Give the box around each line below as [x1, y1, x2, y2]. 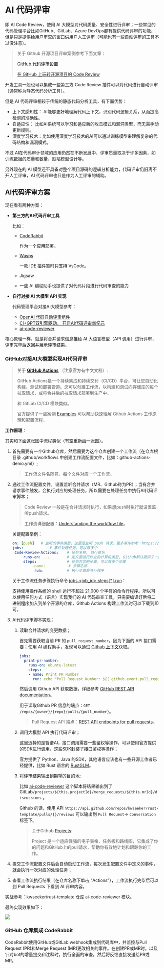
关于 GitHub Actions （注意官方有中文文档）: [17, 367, 108, 373]
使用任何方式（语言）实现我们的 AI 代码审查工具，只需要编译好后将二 [16, 594, 156, 600]
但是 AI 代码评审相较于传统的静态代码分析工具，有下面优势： [5, 98, 127, 104]
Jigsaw [19, 273, 34, 279]
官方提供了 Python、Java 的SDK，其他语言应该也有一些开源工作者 [19, 756, 153, 763]
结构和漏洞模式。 [16, 139, 51, 145]
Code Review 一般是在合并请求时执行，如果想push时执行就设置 [24, 504, 152, 510]
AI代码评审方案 [5, 188, 50, 197]
